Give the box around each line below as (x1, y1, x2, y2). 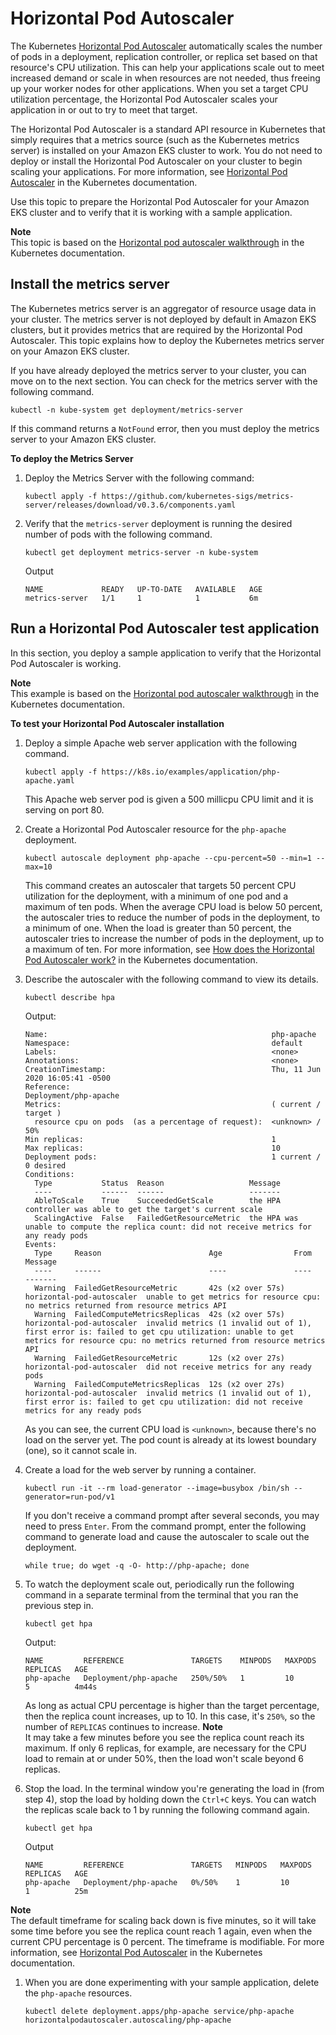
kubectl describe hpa (24, 992, 115, 1002)
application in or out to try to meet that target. (10, 103, 198, 116)
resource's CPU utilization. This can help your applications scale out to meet (10, 61, 325, 73)
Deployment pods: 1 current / (24, 1152, 322, 1162)
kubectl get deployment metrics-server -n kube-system (24, 547, 259, 557)
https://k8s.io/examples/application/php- (101, 767, 281, 777)
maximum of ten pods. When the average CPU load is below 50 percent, (24, 900, 323, 912)
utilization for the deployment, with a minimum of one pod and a (24, 890, 289, 902)
